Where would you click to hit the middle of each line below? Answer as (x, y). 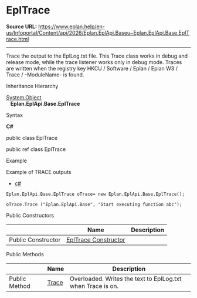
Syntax (15, 115)
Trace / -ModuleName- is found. (45, 75)
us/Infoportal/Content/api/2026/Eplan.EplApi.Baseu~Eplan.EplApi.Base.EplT (98, 32)
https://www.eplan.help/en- (72, 26)
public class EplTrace (32, 138)
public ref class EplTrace (36, 149)
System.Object (24, 97)
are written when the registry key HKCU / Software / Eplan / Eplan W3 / (92, 68)
